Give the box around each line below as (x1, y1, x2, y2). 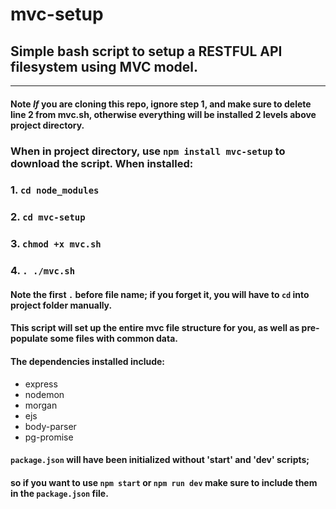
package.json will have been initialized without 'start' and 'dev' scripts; (10, 454, 310, 466)
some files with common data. (49, 333, 178, 345)
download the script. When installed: (10, 156, 194, 170)
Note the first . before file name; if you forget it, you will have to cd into (10, 288, 310, 300)
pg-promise (24, 431, 74, 443)
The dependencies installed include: (10, 355, 166, 367)
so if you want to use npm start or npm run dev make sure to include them (10, 476, 318, 488)
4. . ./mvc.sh (10, 264, 76, 278)
